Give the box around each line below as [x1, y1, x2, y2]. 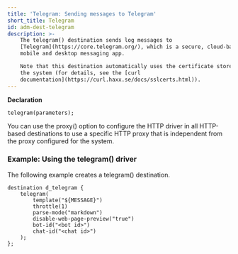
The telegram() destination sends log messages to [20, 37, 173, 44]
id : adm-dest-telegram [7, 23, 74, 31]
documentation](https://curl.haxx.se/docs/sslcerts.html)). [20, 76, 201, 83]
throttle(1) [33, 203, 69, 210]
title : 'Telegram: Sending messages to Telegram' [7, 10, 157, 18]
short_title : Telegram [7, 17, 74, 24]
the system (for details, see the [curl [20, 69, 141, 77]
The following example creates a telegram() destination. [7, 170, 170, 179]
